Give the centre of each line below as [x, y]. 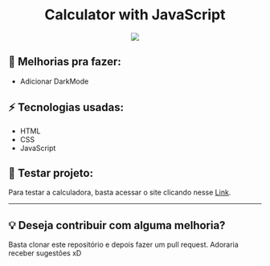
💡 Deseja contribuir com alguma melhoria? [117, 225]
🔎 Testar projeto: [51, 173]
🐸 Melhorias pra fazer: [65, 62]
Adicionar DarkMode [54, 81]
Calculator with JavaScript [135, 15]
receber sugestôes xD [45, 253]
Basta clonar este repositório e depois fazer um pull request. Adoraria [123, 245]
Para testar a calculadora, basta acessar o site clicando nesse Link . [120, 192]
